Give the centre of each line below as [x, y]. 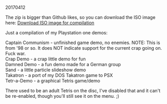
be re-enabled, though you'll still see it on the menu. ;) [62, 96]
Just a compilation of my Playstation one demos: [56, 33]
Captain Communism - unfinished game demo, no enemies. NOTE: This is [83, 43]
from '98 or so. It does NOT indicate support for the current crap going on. [84, 48]
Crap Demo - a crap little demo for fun [45, 59]
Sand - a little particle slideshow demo [46, 70]
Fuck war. [16, 54]
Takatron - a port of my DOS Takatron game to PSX [59, 75]
